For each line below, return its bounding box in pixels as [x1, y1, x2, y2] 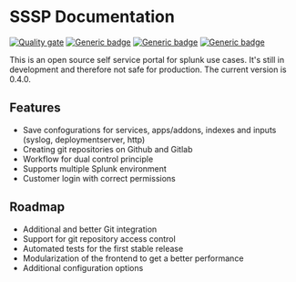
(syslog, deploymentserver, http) [22, 134, 146, 145]
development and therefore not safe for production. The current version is [9, 64, 287, 75]
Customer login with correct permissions [22, 172, 176, 183]
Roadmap [9, 199, 66, 215]
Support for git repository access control [22, 233, 176, 244]
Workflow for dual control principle [22, 153, 154, 164]
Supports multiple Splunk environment [22, 162, 167, 174]
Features [9, 100, 61, 116]
